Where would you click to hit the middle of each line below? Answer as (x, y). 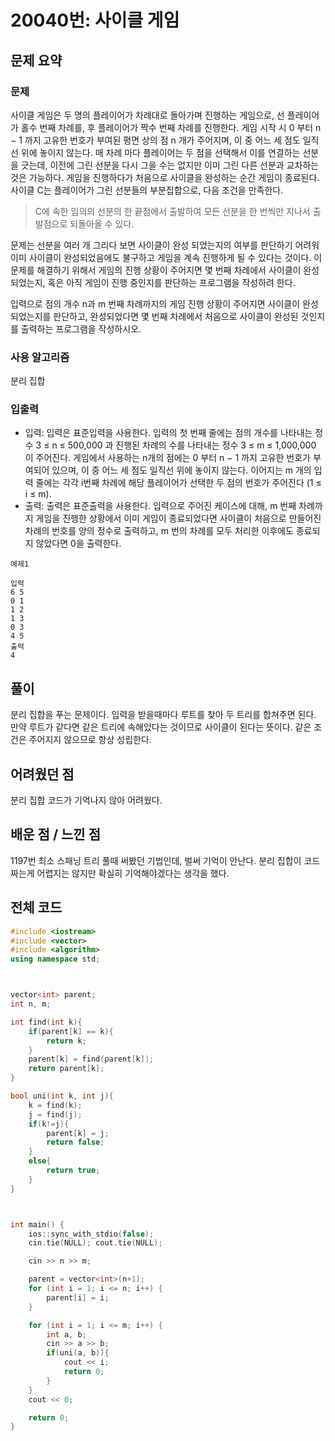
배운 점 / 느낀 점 (55, 834)
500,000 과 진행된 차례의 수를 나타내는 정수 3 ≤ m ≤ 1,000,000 (192, 445)
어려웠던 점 (42, 774)
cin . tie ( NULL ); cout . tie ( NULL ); (95, 1243)
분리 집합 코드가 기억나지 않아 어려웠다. (86, 800)
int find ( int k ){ (46, 1022)
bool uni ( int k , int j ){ (62, 1096)
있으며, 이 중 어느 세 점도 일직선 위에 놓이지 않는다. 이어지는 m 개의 (181, 470)
